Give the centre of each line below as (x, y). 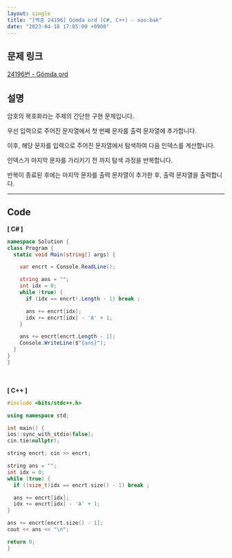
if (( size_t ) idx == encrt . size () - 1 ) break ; (81, 485)
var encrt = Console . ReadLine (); (68, 267)
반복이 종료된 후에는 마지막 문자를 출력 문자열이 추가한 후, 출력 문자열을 (103, 175)
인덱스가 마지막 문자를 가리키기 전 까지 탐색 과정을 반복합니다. (90, 160)
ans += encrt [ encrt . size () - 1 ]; (55, 523)
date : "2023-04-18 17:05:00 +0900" (58, 26)
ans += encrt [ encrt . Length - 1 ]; (68, 336)
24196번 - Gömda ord (38, 74)
